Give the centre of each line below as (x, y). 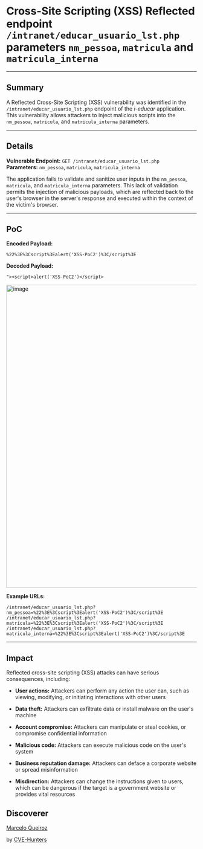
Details (20, 146)
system (24, 752)
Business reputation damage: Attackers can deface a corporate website (106, 763)
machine (26, 715)
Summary (25, 88)
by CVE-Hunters (27, 839)
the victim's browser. (32, 204)
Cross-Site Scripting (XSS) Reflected (101, 11)
